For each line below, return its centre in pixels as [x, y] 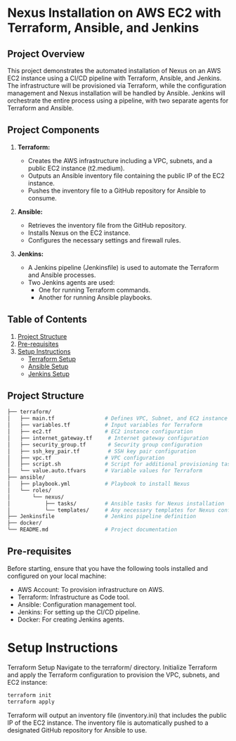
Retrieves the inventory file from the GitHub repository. [107, 225]
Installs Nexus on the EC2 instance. [79, 233]
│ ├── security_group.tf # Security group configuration [105, 444]
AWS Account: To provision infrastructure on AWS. [91, 589]
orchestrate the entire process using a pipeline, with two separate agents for [118, 101]
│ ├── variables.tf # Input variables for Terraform [105, 425]
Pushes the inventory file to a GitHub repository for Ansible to [117, 191]
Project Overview [46, 54]
